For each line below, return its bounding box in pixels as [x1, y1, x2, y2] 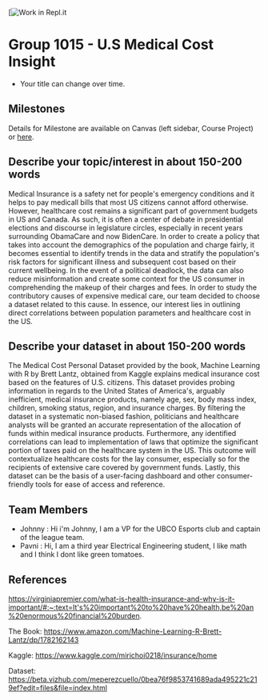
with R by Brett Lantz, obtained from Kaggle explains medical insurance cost [8, 369, 260, 379]
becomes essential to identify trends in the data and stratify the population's [8, 248, 260, 258]
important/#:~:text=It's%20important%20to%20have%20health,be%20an [8, 602, 254, 612]
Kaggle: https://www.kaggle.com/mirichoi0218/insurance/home [8, 650, 218, 660]
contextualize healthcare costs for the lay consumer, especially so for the [8, 454, 250, 464]
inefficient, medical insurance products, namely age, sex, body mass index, [8, 394, 257, 404]
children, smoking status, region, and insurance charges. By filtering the [8, 403, 246, 413]
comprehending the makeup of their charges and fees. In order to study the [8, 282, 258, 292]
